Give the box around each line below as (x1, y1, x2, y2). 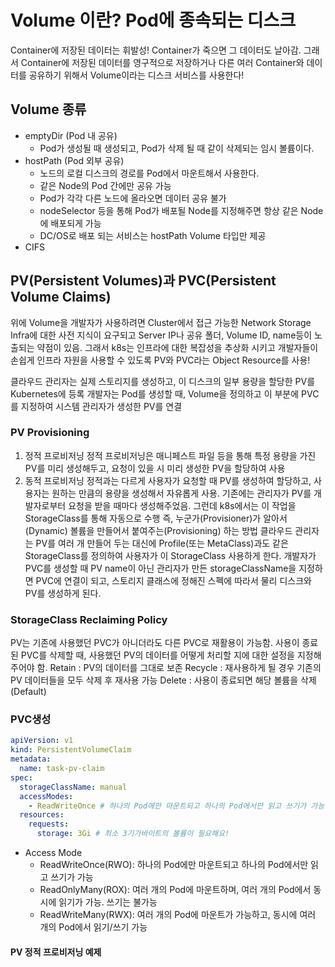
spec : (10, 772, 33, 783)
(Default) (10, 686, 47, 698)
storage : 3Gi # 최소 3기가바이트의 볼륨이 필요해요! (36, 829, 230, 839)
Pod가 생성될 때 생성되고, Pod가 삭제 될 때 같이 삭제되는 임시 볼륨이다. (39, 142, 315, 154)
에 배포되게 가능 (39, 217, 102, 229)
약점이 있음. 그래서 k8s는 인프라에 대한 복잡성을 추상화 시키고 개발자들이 (36, 341, 319, 353)
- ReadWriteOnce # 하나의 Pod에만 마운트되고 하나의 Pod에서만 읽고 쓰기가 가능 (28, 801, 325, 811)
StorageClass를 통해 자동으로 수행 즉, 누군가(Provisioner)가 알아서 (24, 512, 288, 524)
